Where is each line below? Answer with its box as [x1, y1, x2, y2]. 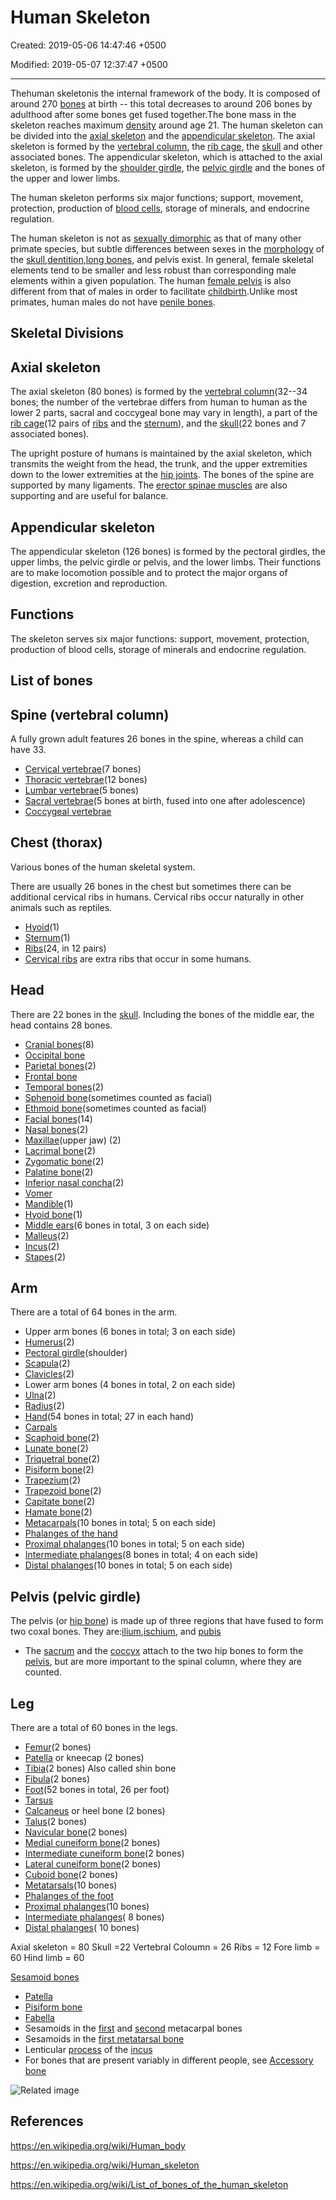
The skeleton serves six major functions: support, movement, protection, [10, 632, 310, 645]
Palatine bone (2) [24, 1166, 94, 1178]
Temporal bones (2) [24, 1081, 105, 1093]
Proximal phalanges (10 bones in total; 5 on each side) [24, 1538, 246, 1550]
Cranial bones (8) [24, 1038, 95, 1050]
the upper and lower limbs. [10, 172, 121, 184]
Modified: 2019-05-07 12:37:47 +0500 [10, 58, 168, 70]
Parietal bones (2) [24, 1059, 97, 1071]
